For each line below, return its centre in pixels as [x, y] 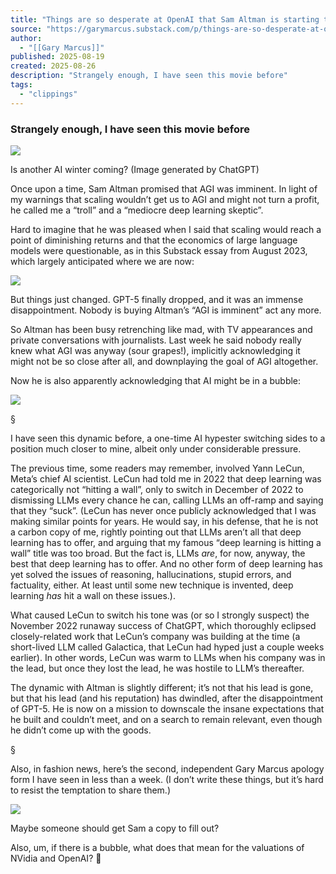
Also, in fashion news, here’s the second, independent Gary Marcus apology [167, 768]
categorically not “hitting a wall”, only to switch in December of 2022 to [157, 489]
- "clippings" [48, 94]
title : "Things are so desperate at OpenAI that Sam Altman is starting [165, 19]
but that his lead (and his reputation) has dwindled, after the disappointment [167, 698]
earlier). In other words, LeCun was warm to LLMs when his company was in [168, 657]
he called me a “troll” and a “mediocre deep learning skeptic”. [137, 210]
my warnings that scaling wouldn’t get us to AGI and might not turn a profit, [165, 199]
